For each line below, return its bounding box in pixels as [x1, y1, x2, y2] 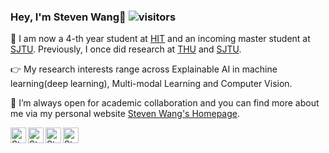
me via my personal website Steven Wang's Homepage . [10, 108, 240, 120]
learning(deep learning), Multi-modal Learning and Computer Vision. [10, 78, 293, 90]
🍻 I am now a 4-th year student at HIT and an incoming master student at [10, 33, 311, 45]
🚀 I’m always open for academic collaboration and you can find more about [10, 97, 320, 109]
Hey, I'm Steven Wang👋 [10, 10, 127, 24]
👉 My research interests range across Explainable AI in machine [10, 63, 278, 75]
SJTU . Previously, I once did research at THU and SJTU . [10, 43, 242, 55]
